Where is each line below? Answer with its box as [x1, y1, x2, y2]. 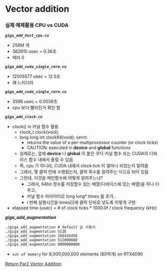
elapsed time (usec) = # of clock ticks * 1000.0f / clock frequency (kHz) [12, 205, 157, 211]
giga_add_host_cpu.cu [5, 33, 49, 38]
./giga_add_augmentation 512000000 [5, 238, 78, 243]
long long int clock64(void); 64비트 [19, 135, 88, 140]
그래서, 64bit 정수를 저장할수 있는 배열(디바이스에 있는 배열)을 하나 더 [26, 181, 160, 187]
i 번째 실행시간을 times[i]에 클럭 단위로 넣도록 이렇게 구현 [26, 200, 136, 205]
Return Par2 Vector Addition [5, 261, 62, 267]
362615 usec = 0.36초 [12, 48, 57, 54]
